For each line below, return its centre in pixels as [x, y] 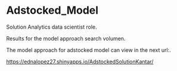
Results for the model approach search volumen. [66, 38]
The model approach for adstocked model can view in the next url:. [88, 50]
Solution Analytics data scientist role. [52, 27]
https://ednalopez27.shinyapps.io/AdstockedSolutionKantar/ [80, 61]
